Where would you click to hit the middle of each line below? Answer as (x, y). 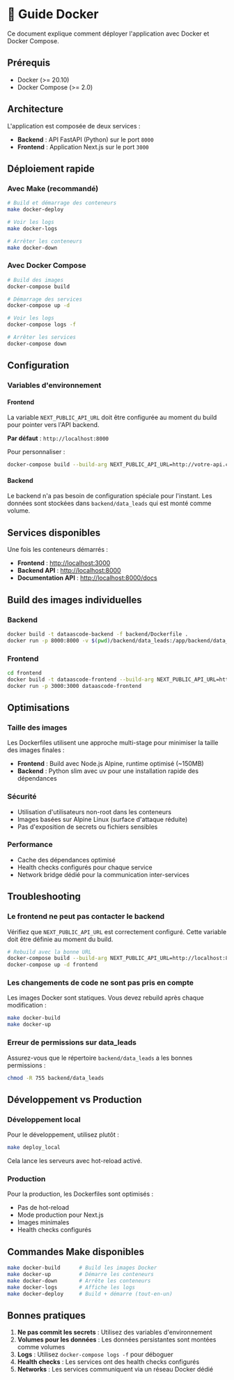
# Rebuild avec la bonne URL (49, 952)
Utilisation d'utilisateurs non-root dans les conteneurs (94, 811)
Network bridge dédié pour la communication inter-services (103, 874)
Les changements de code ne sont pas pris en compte (100, 983)
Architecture (36, 109)
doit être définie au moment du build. (60, 939)
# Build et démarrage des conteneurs (62, 203)
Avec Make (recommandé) (53, 188)
